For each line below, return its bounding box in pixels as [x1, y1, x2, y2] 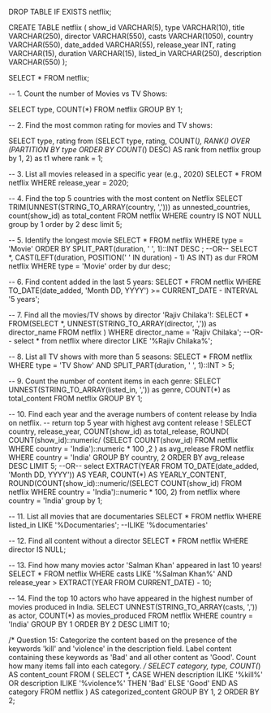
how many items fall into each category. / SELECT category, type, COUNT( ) [8, 661, 261, 671]
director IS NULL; [8, 545, 67, 554]
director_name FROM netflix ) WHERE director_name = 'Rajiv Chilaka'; [8, 327, 242, 337]
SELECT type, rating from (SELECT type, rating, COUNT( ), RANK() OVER [8, 136, 250, 146]
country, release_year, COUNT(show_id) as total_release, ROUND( [8, 426, 230, 436]
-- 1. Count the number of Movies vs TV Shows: [8, 89, 168, 98]
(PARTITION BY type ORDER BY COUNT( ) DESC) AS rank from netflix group [8, 145, 261, 154]
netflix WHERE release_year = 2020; [8, 178, 129, 187]
